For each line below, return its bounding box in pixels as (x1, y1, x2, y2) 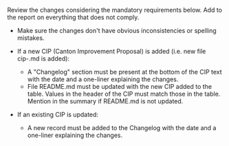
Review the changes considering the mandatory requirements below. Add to (7, 6, 222, 14)
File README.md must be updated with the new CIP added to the (27, 83, 212, 90)
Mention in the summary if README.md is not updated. (27, 97, 184, 105)
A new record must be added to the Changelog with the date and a (27, 124, 217, 132)
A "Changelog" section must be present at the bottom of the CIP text (27, 68, 222, 76)
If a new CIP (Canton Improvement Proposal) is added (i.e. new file (17, 48, 206, 55)
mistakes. (17, 34, 45, 42)
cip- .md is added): (17, 54, 70, 63)
